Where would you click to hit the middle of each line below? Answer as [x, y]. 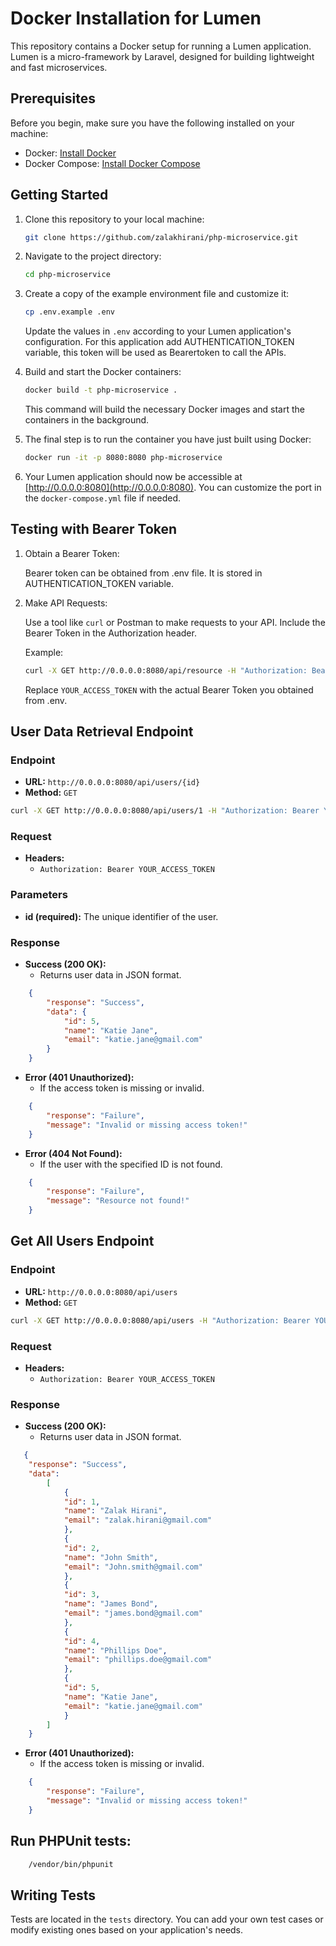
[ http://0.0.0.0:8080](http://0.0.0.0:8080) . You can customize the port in [173, 487]
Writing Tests [53, 1895]
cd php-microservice [67, 275]
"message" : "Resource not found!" [118, 1201]
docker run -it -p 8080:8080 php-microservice [123, 458]
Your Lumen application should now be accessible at [133, 476]
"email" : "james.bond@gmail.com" [133, 1613]
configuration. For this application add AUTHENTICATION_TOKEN [159, 342]
